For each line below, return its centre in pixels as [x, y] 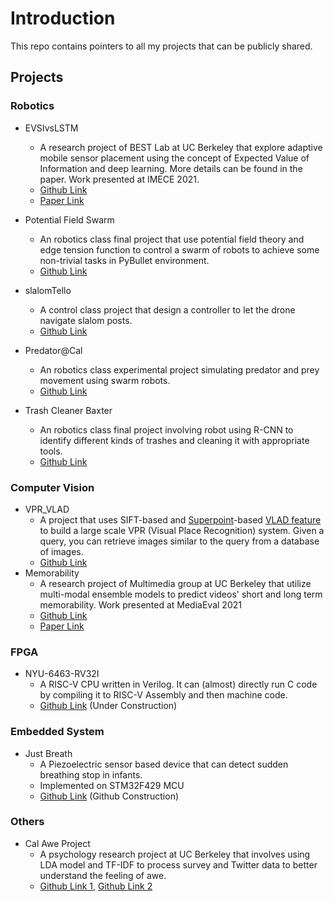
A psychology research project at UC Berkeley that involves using [175, 854]
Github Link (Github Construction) [109, 796]
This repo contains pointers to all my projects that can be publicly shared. [161, 46]
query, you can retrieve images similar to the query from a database [179, 541]
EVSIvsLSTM [51, 128]
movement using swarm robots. [105, 380]
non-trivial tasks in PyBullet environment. [124, 260]
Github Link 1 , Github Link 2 [96, 886]
